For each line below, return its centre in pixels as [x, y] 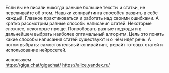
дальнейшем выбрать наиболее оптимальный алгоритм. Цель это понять [85, 34]
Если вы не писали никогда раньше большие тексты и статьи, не [75, 7]
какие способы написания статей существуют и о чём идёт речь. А [78, 39]
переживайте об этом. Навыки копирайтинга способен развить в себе [81, 13]
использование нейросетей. [36, 50]
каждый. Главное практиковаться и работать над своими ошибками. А [82, 18]
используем [18, 60]
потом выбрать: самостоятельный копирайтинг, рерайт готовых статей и [84, 45]
